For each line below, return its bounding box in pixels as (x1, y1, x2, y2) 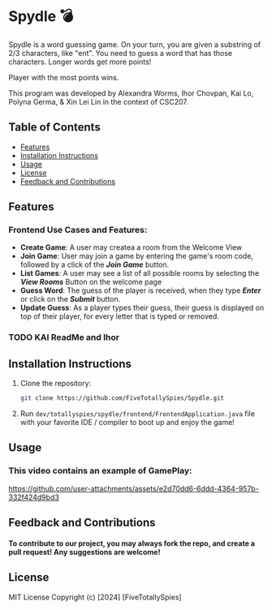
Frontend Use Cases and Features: (8, 225, 148, 236)
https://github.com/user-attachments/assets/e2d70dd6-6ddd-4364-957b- (8, 483, 260, 493)
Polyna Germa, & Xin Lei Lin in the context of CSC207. (8, 97, 189, 106)
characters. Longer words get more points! (8, 57, 152, 67)
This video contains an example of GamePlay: (8, 465, 192, 476)
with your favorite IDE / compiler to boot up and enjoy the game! (19, 418, 235, 427)
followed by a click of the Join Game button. (19, 260, 170, 269)
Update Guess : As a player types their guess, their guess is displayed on (19, 303, 265, 313)
